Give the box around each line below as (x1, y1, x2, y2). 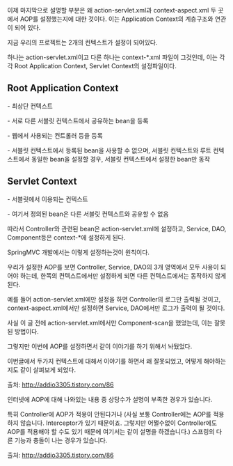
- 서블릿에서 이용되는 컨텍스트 (7, 194, 88, 203)
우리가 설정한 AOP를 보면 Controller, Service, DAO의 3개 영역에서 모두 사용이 (7, 263, 219, 271)
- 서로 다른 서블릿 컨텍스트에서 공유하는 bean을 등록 (7, 116, 149, 125)
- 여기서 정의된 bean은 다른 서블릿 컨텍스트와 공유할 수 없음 (7, 210, 169, 218)
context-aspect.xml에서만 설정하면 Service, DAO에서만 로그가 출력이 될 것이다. (7, 304, 225, 312)
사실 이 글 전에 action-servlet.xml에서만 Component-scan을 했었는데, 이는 (7, 318, 214, 327)
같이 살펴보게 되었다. (19, 365, 77, 374)
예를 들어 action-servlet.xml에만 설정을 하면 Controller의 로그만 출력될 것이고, (7, 295, 221, 303)
